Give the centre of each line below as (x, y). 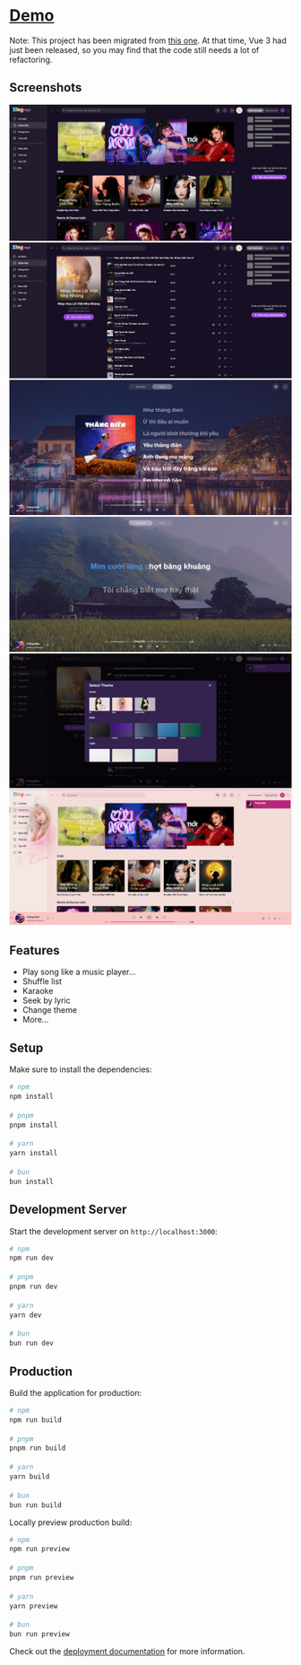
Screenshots (46, 87)
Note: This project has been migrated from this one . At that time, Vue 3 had (148, 40)
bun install (31, 1181)
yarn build (30, 1477)
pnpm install (34, 1125)
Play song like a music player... (79, 972)
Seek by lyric (46, 1000)
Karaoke (38, 991)
